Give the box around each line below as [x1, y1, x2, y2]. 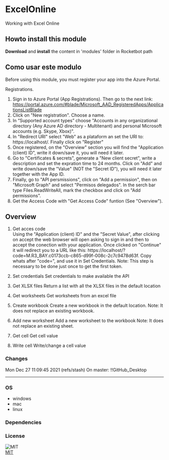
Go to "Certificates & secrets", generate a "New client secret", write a [12, 155, 156, 161]
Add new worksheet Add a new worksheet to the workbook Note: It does [12, 318, 163, 324]
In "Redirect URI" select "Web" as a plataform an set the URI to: [12, 133, 144, 139]
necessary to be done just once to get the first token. [12, 264, 123, 270]
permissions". [12, 192, 41, 198]
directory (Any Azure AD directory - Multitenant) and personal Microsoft [12, 123, 162, 129]
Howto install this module [5, 35, 87, 43]
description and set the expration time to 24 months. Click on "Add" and [12, 160, 162, 166]
